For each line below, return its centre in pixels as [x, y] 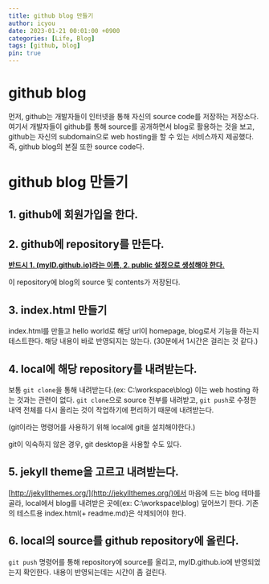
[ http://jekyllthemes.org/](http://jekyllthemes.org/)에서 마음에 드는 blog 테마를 [134, 493]
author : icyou [32, 23]
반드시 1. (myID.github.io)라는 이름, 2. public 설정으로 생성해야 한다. [116, 265]
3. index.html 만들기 [58, 310]
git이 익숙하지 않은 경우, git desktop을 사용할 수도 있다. [95, 444]
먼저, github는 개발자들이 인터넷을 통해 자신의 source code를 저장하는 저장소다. [134, 116]
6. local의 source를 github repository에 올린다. [124, 541]
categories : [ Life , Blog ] [51, 38]
